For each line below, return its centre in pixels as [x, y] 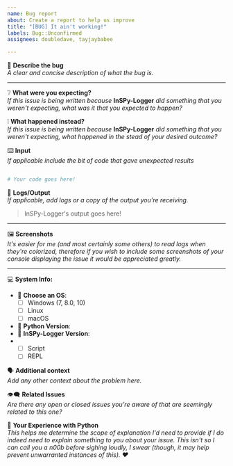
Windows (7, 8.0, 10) [56, 303]
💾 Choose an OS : [42, 295]
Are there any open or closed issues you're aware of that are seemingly [110, 405]
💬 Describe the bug [35, 65]
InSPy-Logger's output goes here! [72, 214]
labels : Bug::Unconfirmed [44, 33]
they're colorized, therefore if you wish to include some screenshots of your [115, 251]
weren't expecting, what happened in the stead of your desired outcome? [112, 137]
